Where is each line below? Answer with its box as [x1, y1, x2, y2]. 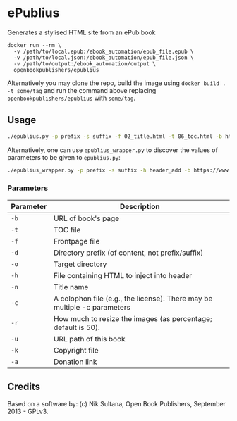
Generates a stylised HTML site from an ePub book [7, 28, 157, 37]
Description [119, 201, 160, 211]
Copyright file [53, 345, 99, 355]
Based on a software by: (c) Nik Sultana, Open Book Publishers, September [7, 399, 226, 408]
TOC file [53, 225, 81, 234]
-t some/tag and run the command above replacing [7, 86, 157, 94]
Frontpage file [53, 236, 100, 246]
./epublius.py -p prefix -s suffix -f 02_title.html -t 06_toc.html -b [7, 132, 222, 140]
